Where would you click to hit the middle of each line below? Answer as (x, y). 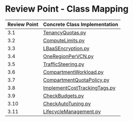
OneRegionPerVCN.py (68, 56)
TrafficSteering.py (64, 64)
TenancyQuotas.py (65, 33)
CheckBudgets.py (64, 96)
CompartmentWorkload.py (73, 72)
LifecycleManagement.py (72, 111)
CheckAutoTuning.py (67, 104)
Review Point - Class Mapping (67, 9)
